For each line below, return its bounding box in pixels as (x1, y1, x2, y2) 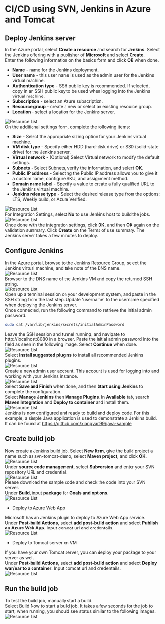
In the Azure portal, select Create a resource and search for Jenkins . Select (5, 47, 160, 52)
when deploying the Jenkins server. (5, 302, 78, 308)
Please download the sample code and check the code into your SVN (5, 479, 146, 485)
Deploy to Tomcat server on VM (12, 539, 77, 545)
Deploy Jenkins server (5, 34, 76, 42)
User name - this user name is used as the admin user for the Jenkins (12, 72, 154, 78)
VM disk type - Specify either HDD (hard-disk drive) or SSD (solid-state (12, 144, 159, 149)
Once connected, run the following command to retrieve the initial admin (5, 307, 152, 313)
